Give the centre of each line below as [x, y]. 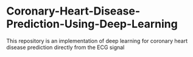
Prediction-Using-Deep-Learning [92, 24]
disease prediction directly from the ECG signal [65, 47]
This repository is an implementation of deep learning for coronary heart [97, 41]
